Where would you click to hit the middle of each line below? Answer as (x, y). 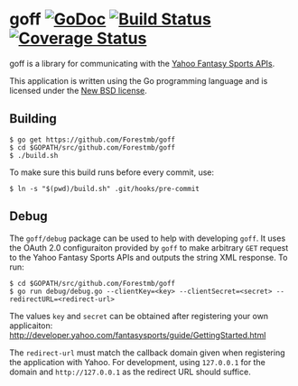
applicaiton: (31, 326)
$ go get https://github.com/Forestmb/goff (93, 140)
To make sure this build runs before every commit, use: (112, 172)
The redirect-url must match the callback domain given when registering (147, 353)
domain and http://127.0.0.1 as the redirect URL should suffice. (130, 372)
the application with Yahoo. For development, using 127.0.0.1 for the (138, 362)
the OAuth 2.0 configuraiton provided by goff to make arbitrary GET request (149, 247)
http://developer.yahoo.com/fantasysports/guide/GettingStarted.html (138, 335)
